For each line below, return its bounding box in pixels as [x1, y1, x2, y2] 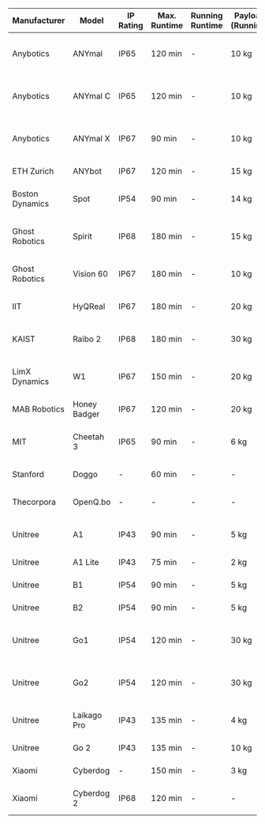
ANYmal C [72, 91, 111, 101]
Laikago [72, 710, 103, 721]
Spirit [72, 231, 93, 242]
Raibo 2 [72, 333, 102, 344]
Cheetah [72, 431, 105, 442]
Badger [72, 408, 100, 420]
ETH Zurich [12, 166, 54, 176]
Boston [12, 189, 39, 199]
